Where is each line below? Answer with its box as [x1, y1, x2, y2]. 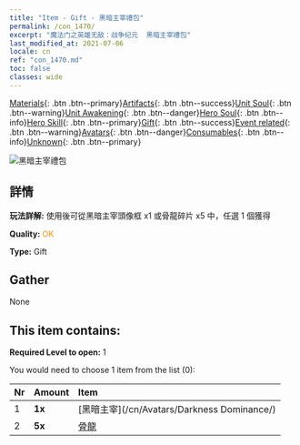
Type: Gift [9, 246, 47, 257]
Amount [33, 386, 70, 399]
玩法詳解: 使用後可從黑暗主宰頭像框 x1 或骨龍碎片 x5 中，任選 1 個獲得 [9, 210, 271, 221]
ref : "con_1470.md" [9, 56, 84, 65]
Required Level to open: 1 [9, 347, 106, 358]
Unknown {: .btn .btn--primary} [26, 136, 142, 147]
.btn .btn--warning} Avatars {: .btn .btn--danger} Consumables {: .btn [9, 126, 261, 137]
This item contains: [9, 322, 121, 338]
